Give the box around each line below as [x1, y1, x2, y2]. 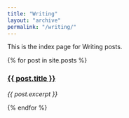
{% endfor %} [7, 103, 48, 112]
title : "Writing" [7, 10, 58, 18]
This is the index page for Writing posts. [7, 43, 123, 51]
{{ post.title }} [7, 74, 56, 84]
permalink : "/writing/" [7, 23, 77, 30]
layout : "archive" [7, 17, 61, 24]
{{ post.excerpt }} [7, 89, 58, 98]
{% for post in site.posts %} [7, 56, 88, 65]
